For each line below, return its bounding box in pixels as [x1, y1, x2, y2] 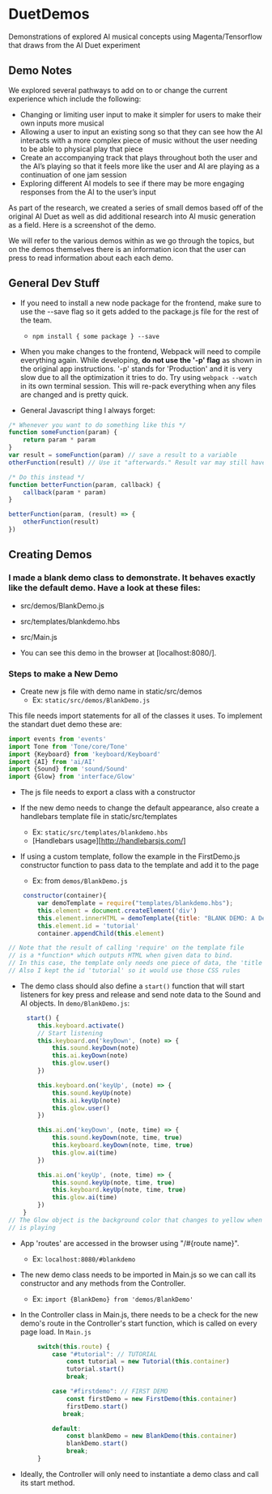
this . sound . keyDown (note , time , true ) [51, 1133, 183, 1142]
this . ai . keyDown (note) [51, 1052, 129, 1060]
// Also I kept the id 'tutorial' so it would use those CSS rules [8, 967, 241, 975]
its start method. [19, 1478, 75, 1488]
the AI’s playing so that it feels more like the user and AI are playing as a [19, 161, 261, 171]
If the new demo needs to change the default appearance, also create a [19, 803, 260, 813]
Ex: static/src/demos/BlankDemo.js [32, 694, 151, 705]
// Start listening [37, 1029, 104, 1037]
